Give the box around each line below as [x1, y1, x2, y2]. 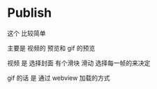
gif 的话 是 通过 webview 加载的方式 [7, 74, 110, 82]
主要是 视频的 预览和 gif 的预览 [7, 43, 96, 52]
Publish [7, 5, 52, 21]
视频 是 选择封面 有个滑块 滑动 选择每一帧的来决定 [7, 58, 151, 67]
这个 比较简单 [7, 29, 46, 37]
